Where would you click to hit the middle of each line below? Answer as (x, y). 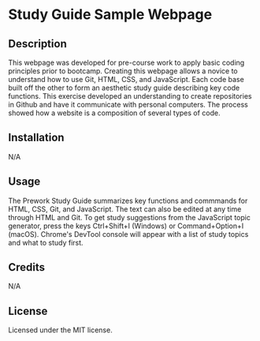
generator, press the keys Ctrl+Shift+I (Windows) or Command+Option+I (126, 226)
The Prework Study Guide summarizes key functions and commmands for (128, 200)
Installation (36, 138)
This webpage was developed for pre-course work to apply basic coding (126, 62)
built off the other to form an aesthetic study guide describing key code (124, 88)
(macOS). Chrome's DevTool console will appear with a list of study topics (128, 234)
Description (37, 44)
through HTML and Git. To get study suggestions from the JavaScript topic (129, 217)
